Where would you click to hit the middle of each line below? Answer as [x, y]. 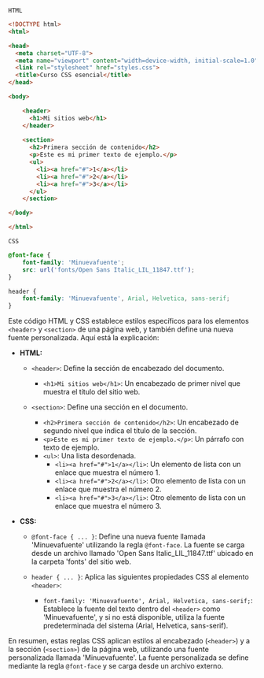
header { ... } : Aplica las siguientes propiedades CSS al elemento [140, 577]
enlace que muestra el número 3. [108, 506]
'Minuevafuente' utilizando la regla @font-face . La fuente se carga [138, 545]
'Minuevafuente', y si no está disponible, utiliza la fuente [134, 617]
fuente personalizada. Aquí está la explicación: [84, 338]
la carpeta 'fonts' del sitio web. [81, 561]
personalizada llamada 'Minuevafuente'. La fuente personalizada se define [128, 658]
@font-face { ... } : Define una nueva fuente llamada [118, 537]
